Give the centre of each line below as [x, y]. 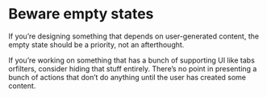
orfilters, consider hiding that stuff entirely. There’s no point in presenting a [133, 68]
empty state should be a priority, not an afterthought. [96, 44]
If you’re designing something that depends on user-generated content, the [134, 36]
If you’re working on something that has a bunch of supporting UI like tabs [132, 60]
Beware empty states [81, 14]
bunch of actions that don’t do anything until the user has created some [127, 77]
